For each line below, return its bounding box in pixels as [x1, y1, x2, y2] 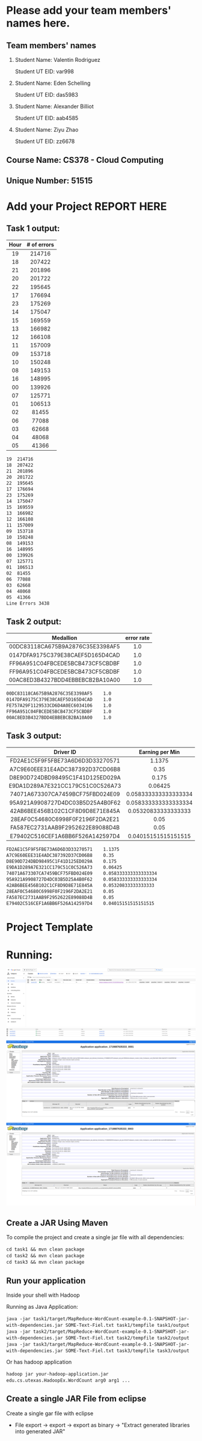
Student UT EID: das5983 [14, 91, 78, 98]
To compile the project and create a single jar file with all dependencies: [6, 1234, 185, 1241]
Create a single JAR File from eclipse [6, 1394, 147, 1404]
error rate [125, 635, 150, 642]
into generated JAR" [14, 1428, 66, 1435]
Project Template [6, 921, 93, 934]
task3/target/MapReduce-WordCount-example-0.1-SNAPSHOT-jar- [32, 1341, 189, 1347]
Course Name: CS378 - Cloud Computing [6, 155, 164, 165]
